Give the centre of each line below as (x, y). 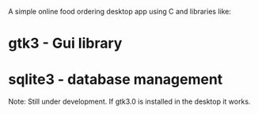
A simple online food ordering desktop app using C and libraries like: (120, 11)
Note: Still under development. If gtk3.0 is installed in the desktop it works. (129, 101)
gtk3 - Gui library (65, 44)
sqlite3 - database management (116, 80)
